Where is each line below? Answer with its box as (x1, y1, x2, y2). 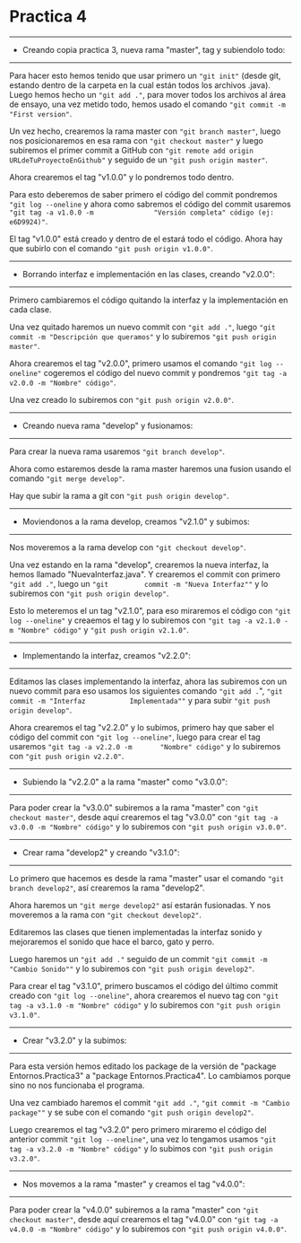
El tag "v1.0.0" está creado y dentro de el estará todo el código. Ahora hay (9, 233, 283, 244)
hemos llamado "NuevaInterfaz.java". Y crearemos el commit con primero (9, 568, 280, 580)
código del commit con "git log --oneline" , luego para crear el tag (9, 731, 262, 742)
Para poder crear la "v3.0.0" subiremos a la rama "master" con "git (9, 801, 259, 813)
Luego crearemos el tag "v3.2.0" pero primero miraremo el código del (9, 1124, 267, 1134)
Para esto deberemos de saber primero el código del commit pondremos (9, 188, 278, 199)
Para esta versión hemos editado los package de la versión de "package (9, 1061, 277, 1072)
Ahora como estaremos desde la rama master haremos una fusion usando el (9, 463, 291, 474)
